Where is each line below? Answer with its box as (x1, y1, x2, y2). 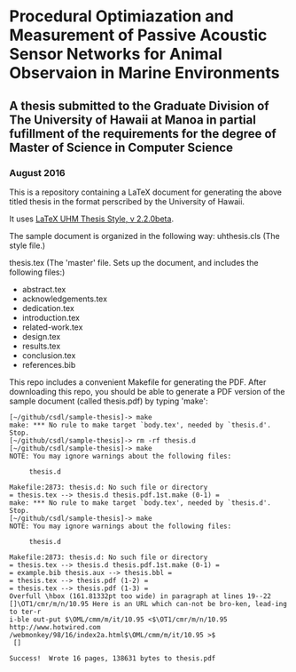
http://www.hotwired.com (9, 622, 101, 632)
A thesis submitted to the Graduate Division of (9, 98, 269, 113)
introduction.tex (21, 312, 80, 323)
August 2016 (9, 166, 66, 179)
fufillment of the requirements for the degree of (9, 126, 277, 141)
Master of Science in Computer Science (9, 140, 233, 155)
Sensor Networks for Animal (9, 44, 223, 64)
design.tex (21, 331, 61, 341)
